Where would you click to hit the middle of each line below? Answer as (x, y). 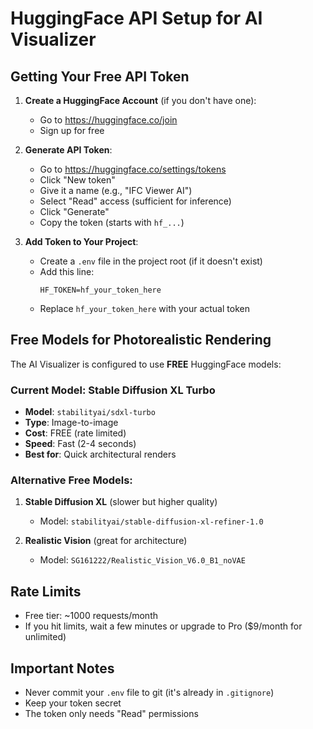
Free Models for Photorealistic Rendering (141, 340)
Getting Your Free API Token (100, 76)
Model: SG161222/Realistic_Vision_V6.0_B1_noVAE (142, 560)
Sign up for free (72, 130)
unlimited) (45, 637)
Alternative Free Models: (71, 480)
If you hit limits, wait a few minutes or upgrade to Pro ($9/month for (163, 626)
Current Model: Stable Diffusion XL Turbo (113, 390)
